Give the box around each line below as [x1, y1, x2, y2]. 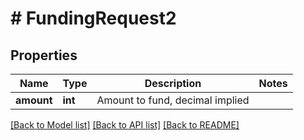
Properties [10, 47, 78, 64]
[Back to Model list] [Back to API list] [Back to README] [10, 119, 240, 131]
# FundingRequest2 [10, 7, 177, 30]
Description [144, 77, 202, 90]
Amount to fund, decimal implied [96, 93, 250, 107]
